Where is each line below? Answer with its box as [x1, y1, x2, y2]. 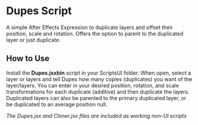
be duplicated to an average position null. [6, 101, 108, 108]
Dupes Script [6, 4, 73, 18]
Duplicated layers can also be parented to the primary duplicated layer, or [6, 94, 186, 101]
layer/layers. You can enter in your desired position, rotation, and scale [6, 82, 180, 89]
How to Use [6, 53, 50, 63]
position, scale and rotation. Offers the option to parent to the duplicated [6, 30, 184, 37]
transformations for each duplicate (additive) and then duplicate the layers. [6, 88, 190, 95]
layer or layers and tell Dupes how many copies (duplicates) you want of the [6, 75, 193, 82]
